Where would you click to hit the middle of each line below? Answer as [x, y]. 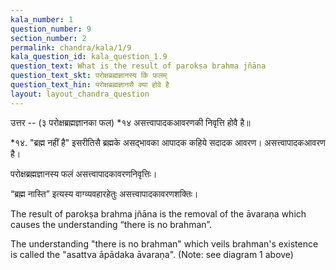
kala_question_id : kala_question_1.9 [89, 57]
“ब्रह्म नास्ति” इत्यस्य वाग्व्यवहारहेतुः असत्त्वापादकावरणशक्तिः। [104, 193]
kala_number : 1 [42, 19]
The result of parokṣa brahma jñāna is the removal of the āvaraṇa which [158, 213]
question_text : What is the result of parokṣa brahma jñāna [138, 66]
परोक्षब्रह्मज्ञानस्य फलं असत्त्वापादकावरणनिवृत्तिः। [84, 173]
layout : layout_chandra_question [80, 94]
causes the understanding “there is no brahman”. [111, 224]
